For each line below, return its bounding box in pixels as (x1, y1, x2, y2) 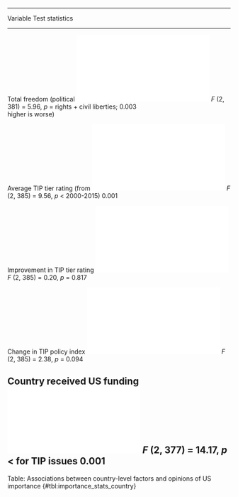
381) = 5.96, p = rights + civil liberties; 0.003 (7, 102, 137, 111)
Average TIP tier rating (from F (7, 184, 231, 192)
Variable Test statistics (7, 14, 74, 22)
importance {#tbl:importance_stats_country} (7, 481, 137, 490)
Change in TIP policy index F (7, 347, 225, 356)
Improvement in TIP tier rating (7, 266, 94, 274)
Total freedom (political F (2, (7, 95, 225, 103)
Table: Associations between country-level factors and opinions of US (7, 474, 212, 483)
